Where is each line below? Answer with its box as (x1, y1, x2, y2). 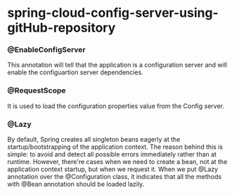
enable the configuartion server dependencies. (7, 68, 144, 76)
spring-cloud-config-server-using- (7, 5, 219, 21)
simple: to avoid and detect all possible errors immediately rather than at (7, 150, 216, 159)
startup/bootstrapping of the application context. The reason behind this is (7, 142, 223, 152)
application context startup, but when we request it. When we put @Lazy (7, 165, 219, 173)
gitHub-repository (7, 20, 116, 36)
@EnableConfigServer (7, 45, 86, 55)
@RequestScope (7, 86, 66, 95)
